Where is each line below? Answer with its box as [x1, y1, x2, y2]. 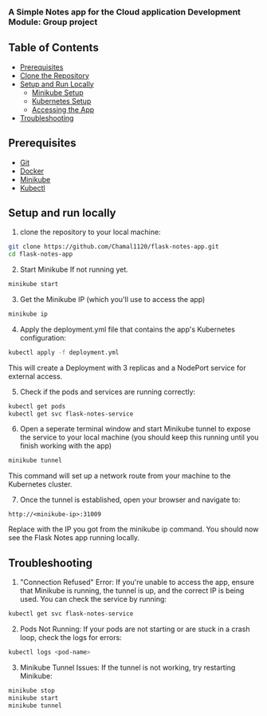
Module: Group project [8, 16, 98, 27]
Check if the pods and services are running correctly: [19, 387, 196, 396]
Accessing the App [31, 105, 95, 114]
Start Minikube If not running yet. [19, 265, 129, 274]
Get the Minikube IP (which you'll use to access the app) [19, 294, 206, 304]
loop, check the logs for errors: [19, 633, 122, 642]
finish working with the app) [19, 441, 112, 451]
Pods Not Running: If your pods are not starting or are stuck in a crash [19, 624, 250, 634]
